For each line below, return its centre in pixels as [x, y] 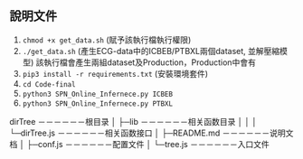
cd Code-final [49, 84]
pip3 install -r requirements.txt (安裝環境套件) [115, 73]
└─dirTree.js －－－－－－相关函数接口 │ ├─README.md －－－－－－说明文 [151, 133]
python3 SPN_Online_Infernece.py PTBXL [98, 103]
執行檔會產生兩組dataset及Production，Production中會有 [150, 62]
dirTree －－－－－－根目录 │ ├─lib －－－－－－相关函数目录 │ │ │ [133, 121]
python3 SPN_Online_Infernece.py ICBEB [98, 94]
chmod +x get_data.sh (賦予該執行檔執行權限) [107, 40]
